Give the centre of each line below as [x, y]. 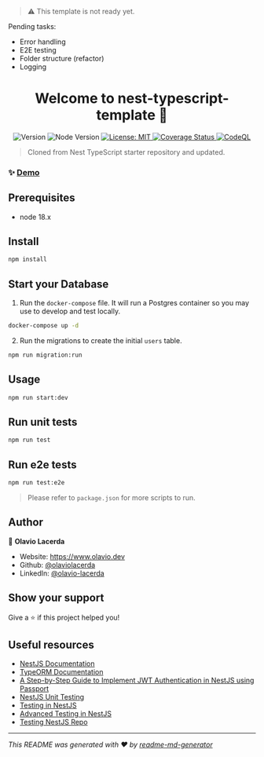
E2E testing [38, 50]
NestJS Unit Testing [52, 697]
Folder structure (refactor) [62, 59]
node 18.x [35, 217]
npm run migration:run [45, 355]
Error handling [42, 42]
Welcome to [75, 99]
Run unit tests [43, 422]
